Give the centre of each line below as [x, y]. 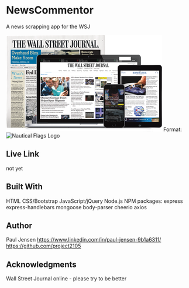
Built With [24, 187]
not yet [15, 168]
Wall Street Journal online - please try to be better [66, 279]
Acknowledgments [42, 264]
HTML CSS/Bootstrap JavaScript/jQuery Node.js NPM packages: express [94, 201]
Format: [173, 129]
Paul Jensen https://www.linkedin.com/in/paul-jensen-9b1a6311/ [84, 240]
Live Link [23, 154]
